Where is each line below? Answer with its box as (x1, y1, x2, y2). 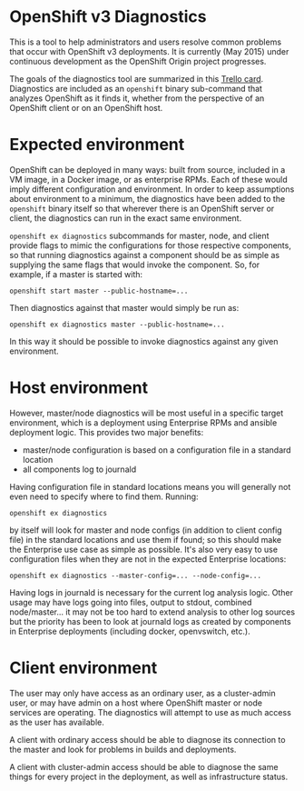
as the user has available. (9, 716, 104, 727)
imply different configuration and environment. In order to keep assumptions (9, 184, 295, 195)
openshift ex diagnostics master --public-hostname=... (9, 320, 225, 329)
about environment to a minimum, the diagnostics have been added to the (9, 193, 286, 204)
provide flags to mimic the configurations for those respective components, (9, 239, 292, 251)
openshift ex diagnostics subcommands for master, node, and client (9, 230, 270, 241)
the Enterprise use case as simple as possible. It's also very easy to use (9, 544, 279, 555)
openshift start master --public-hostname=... (9, 286, 189, 295)
